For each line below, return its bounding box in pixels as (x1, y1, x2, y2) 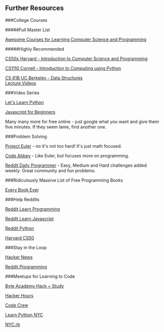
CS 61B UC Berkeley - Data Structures (5, 74, 83, 81)
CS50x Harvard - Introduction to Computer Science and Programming (5, 56, 148, 62)
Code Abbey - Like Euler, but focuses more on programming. (5, 152, 130, 158)
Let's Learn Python (5, 99, 44, 105)
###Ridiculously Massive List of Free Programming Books (5, 177, 123, 183)
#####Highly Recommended (5, 46, 64, 52)
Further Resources (5, 4, 64, 12)
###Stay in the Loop (5, 244, 47, 250)
